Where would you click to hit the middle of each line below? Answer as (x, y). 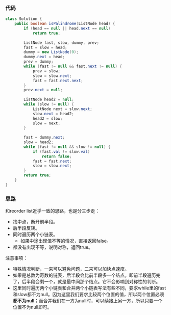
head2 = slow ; (47, 118)
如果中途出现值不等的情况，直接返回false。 (66, 241)
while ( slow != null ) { (49, 104)
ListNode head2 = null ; (49, 100)
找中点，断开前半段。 (35, 222)
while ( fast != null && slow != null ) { (67, 147)
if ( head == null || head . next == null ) (67, 29)
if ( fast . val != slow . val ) (61, 151)
